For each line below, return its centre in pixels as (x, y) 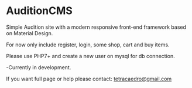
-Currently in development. (39, 67)
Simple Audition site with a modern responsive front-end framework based (96, 27)
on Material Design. (30, 33)
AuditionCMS (40, 11)
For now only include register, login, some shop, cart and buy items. (88, 45)
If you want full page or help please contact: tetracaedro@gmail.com (89, 79)
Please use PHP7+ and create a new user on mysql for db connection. (90, 56)
